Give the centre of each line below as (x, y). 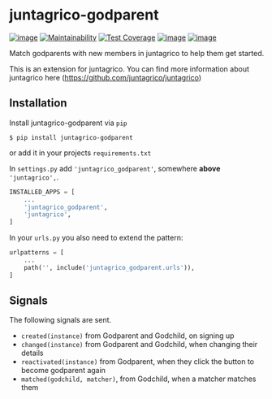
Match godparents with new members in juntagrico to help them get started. (137, 53)
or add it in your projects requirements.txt (80, 153)
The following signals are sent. (60, 320)
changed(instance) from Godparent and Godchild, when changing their (139, 345)
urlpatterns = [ (37, 253)
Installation (38, 103)
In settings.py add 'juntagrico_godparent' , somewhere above (115, 168)
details (32, 353)
